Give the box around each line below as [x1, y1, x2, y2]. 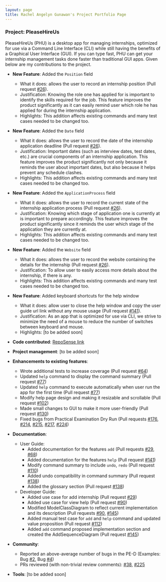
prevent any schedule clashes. [19, 169, 83, 176]
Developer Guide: [19, 489, 56, 495]
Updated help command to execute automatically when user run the [19, 384, 160, 390]
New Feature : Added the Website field [12, 246, 91, 252]
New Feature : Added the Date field [12, 127, 84, 133]
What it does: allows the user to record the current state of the [19, 199, 148, 206]
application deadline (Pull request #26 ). [19, 142, 101, 149]
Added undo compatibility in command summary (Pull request [27, 473, 155, 479]
